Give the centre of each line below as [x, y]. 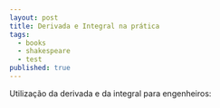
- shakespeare [44, 51]
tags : [19, 34]
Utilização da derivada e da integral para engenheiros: [110, 93]
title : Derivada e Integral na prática [85, 26]
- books [32, 43]
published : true [40, 68]
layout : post [34, 18]
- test [30, 59]
